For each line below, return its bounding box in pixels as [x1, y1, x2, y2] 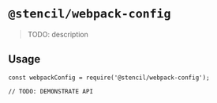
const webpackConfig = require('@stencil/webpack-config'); [8, 74, 211, 82]
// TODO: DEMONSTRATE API [8, 87, 93, 95]
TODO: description [27, 29, 89, 39]
